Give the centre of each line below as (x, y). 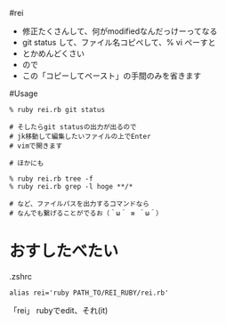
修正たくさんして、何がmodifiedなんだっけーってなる (120, 31)
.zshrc (21, 276)
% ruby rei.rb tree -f (51, 179)
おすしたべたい (64, 251)
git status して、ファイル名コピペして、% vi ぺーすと (119, 42)
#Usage (24, 93)
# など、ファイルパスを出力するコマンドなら (79, 204)
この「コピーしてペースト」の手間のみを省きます (112, 76)
